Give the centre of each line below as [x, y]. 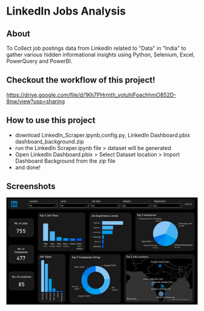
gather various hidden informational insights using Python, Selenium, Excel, [101, 55]
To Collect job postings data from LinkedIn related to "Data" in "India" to [96, 48]
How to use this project [51, 121]
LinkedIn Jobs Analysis [66, 11]
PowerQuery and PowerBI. [39, 61]
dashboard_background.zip [49, 142]
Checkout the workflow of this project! [81, 80]
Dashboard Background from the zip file [65, 161]
